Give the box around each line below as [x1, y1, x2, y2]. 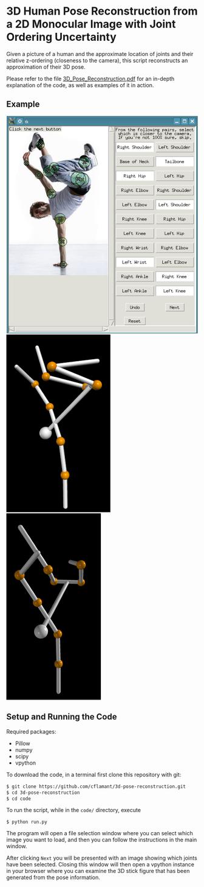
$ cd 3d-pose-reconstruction [6, 790, 80, 796]
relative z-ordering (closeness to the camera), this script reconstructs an [6, 57, 188, 64]
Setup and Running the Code [6, 712, 117, 722]
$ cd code [6, 796, 32, 802]
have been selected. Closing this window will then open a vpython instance [6, 860, 195, 868]
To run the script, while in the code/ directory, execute [6, 806, 141, 813]
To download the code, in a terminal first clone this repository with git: [6, 771, 182, 778]
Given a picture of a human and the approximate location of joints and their [6, 50, 194, 57]
